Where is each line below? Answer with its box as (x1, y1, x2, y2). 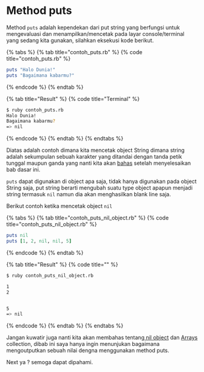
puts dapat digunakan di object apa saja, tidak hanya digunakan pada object (6, 177, 197, 185)
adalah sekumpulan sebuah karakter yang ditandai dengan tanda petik (6, 153, 182, 160)
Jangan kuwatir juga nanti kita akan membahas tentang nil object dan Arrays (6, 334, 198, 341)
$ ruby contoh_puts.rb (6, 107, 64, 113)
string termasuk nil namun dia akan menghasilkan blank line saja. (6, 191, 171, 198)
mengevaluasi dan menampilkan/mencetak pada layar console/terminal (6, 30, 185, 37)
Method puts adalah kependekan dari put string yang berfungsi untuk (6, 24, 180, 31)
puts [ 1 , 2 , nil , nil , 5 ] (6, 238, 72, 244)
